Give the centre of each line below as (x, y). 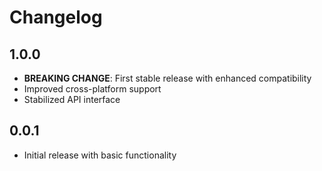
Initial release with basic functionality (100, 155)
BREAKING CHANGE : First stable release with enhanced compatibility (167, 78)
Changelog (56, 17)
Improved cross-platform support (92, 89)
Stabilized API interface (72, 99)
